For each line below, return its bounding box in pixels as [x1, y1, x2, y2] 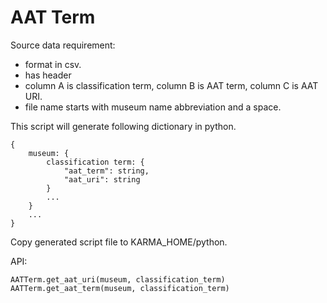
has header [24, 69, 72, 81]
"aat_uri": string [63, 174, 141, 185]
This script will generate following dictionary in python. [10, 120, 237, 132]
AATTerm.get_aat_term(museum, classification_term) [10, 283, 230, 293]
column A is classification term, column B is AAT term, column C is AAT [24, 79, 319, 91]
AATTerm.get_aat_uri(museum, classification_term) [10, 274, 226, 285]
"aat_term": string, [63, 166, 150, 176]
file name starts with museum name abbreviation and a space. [24, 101, 282, 113]
